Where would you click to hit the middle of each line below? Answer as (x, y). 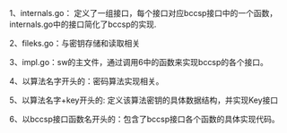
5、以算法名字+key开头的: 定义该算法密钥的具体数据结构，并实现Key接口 (144, 100)
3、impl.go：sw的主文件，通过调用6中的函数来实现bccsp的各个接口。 (139, 62)
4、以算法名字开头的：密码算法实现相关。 (87, 81)
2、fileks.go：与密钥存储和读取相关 (75, 43)
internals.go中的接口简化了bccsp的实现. (83, 24)
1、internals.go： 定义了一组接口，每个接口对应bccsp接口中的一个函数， (143, 13)
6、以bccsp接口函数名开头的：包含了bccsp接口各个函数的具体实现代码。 (144, 119)
